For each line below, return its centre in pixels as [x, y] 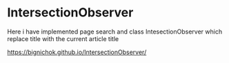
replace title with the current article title [63, 38]
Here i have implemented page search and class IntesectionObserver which [115, 32]
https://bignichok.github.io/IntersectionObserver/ [77, 52]
